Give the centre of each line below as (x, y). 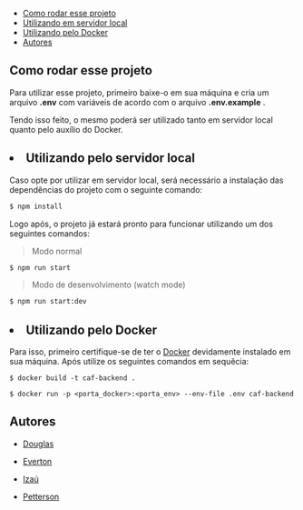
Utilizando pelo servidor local (110, 158)
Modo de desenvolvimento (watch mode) (108, 285)
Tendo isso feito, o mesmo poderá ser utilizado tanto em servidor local (142, 120)
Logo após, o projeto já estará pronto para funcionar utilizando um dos (142, 224)
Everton (37, 461)
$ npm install (36, 206)
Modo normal (57, 251)
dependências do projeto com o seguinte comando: (106, 189)
